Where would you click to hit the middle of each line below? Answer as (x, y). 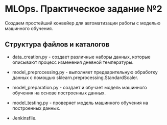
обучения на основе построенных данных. (59, 93)
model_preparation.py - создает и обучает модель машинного (79, 87)
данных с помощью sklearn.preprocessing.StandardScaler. (75, 78)
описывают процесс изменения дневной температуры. (73, 62)
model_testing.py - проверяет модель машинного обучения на (80, 103)
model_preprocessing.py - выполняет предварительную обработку (85, 72)
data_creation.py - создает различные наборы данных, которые (81, 57)
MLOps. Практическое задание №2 (83, 9)
